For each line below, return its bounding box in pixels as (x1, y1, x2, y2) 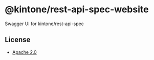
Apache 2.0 (12, 49, 37, 55)
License (5, 35, 31, 44)
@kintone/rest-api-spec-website (5, 4, 149, 15)
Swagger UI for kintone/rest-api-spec (5, 21, 84, 27)
